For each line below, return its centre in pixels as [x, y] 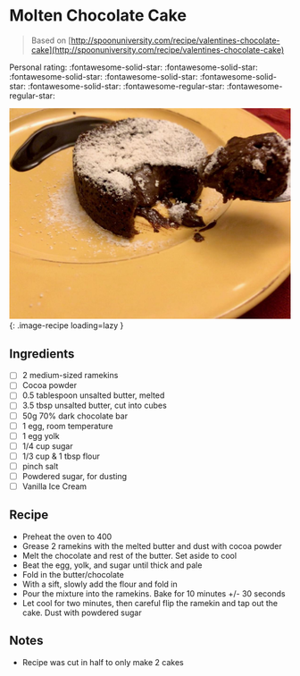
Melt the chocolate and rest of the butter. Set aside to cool [129, 555]
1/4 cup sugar [47, 446]
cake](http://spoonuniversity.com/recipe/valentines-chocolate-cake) [158, 49]
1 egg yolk [41, 435]
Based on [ [51, 40]
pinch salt [40, 466]
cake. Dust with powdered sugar [82, 613]
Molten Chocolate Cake [98, 16]
